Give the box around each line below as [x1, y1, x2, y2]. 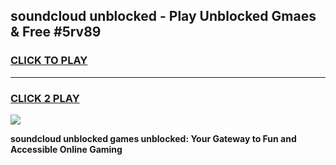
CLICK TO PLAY [10, 54, 88, 68]
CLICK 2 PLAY [10, 91, 80, 105]
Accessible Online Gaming [10, 143, 123, 155]
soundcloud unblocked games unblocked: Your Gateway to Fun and [10, 132, 297, 144]
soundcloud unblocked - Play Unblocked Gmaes [10, 8, 317, 25]
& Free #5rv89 [10, 24, 102, 41]
